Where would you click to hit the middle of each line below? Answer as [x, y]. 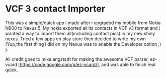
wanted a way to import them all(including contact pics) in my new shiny [80, 33]
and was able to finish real [129, 64]
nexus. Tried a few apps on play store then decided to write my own [75, 39]
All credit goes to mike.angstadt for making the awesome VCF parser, [77, 59]
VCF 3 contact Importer [55, 9]
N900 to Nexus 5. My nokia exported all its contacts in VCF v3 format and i [82, 28]
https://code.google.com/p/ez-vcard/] [59, 64]
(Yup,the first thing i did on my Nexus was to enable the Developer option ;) [83, 44]
